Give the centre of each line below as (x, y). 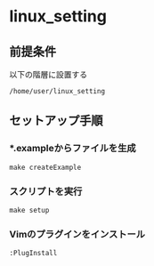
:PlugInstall (33, 254)
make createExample (45, 167)
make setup (29, 210)
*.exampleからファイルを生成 (73, 149)
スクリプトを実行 (46, 191)
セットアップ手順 (56, 121)
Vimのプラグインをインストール (77, 234)
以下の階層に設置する (48, 74)
